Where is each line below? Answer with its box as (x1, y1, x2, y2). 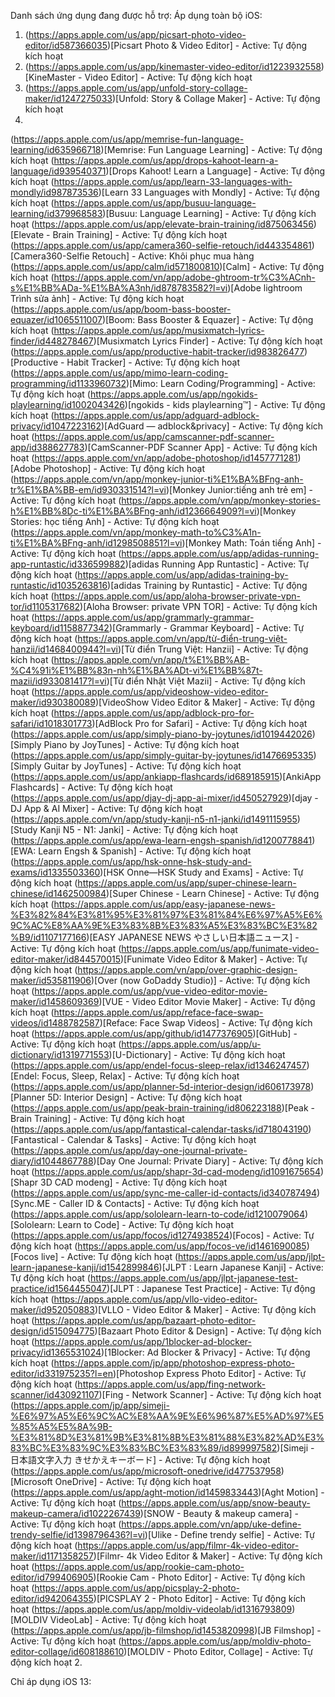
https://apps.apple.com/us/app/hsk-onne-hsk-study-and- (13, 856, 252, 867)
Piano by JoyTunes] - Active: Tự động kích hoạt (43, 739, 240, 750)
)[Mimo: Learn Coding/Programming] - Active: (126, 378, 316, 389)
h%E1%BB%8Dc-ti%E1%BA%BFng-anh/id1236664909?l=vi (10, 505, 257, 517)
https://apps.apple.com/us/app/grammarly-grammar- (34, 611, 255, 623)
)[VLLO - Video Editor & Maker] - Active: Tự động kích (94, 1304, 317, 1315)
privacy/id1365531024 (10, 1346, 102, 1358)
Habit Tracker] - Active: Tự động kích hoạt (66, 356, 240, 368)
